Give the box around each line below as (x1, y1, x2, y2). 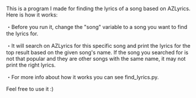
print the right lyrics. (6, 61, 56, 68)
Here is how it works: (6, 11, 58, 18)
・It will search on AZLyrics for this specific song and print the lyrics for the (6, 43, 191, 49)
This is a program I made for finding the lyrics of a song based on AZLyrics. (6, 5, 191, 12)
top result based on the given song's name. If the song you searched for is (6, 49, 189, 55)
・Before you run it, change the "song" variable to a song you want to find (6, 24, 188, 30)
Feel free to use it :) (6, 86, 54, 92)
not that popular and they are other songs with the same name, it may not (6, 55, 186, 62)
